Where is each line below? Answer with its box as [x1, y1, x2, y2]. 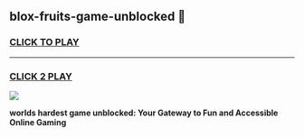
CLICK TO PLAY [9, 36, 80, 49]
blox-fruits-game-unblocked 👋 [9, 9, 186, 24]
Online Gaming [9, 116, 67, 127]
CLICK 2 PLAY [9, 69, 72, 82]
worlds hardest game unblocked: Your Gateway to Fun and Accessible [9, 107, 279, 118]
